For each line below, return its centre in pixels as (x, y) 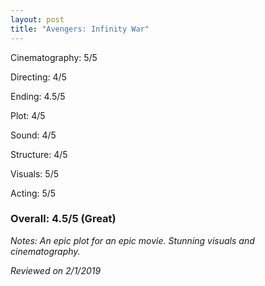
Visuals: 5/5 (34, 173)
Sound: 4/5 (33, 135)
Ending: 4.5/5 (38, 96)
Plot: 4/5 (28, 115)
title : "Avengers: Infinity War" (80, 29)
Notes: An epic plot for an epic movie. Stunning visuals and (132, 240)
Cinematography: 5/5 (54, 57)
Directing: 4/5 (38, 77)
